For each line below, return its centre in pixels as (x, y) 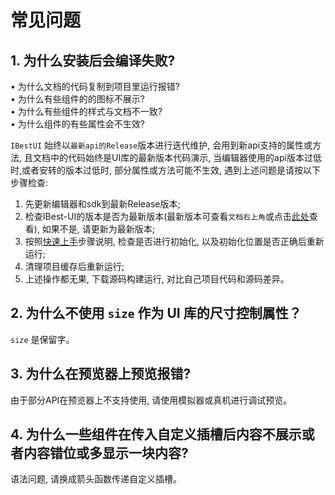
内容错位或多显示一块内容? (106, 453)
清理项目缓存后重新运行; (74, 266)
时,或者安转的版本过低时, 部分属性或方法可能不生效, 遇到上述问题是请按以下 (165, 170)
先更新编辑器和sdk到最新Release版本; (102, 204)
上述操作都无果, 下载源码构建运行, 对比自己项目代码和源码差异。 (157, 279)
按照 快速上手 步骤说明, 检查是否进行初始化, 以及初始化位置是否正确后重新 (174, 241)
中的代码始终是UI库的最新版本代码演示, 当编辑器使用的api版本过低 (185, 157)
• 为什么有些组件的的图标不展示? (77, 99)
